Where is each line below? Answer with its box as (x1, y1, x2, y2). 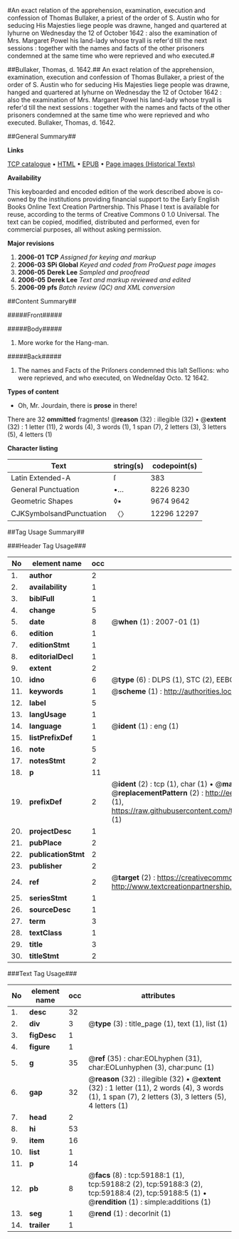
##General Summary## (7, 132, 76, 140)
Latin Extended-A (11, 473, 71, 483)
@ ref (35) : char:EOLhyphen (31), (88, 1054, 203, 1063)
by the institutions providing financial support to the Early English (28, 195, 220, 203)
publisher (29, 861, 63, 870)
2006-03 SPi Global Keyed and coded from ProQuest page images (17, 260, 216, 269)
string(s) (113, 461, 144, 471)
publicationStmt (29, 850, 85, 859)
